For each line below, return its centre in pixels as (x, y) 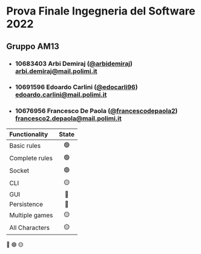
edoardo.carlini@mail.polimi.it (61, 95)
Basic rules (25, 146)
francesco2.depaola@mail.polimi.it (68, 119)
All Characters (30, 228)
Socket (19, 171)
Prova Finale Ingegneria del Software (101, 11)
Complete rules (31, 158)
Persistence (26, 204)
